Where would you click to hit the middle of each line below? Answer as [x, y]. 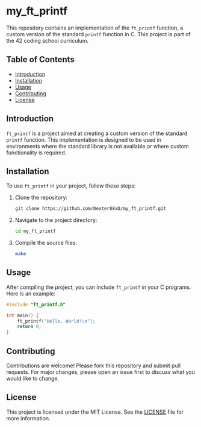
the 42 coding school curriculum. [48, 40]
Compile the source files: [46, 243]
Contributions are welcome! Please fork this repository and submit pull [94, 365]
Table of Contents [41, 59]
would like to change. [32, 378]
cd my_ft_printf [35, 231]
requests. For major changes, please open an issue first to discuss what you [101, 372]
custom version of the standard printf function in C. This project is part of [98, 34]
